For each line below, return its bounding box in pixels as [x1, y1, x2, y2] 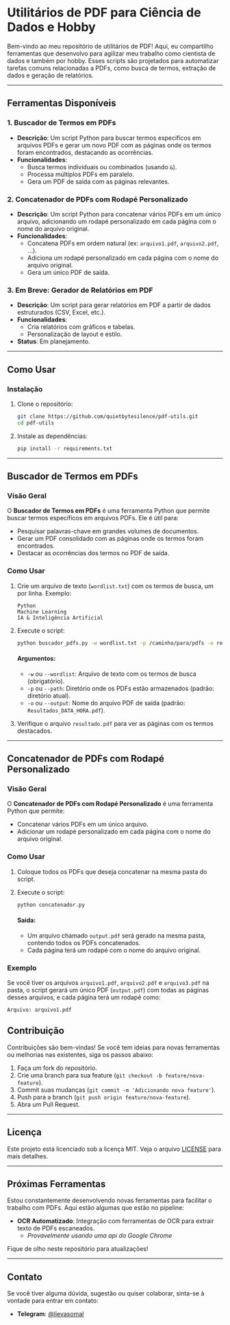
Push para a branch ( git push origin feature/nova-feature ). [16, 1093, 191, 1101]
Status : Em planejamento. [16, 337, 90, 345]
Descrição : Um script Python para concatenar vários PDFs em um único [16, 210, 221, 218]
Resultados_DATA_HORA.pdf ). [27, 706, 105, 714]
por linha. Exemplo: [16, 589, 72, 597]
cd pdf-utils [16, 420, 55, 426]
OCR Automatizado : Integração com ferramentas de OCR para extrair [16, 1217, 214, 1225]
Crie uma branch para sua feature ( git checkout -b [16, 1071, 162, 1079]
